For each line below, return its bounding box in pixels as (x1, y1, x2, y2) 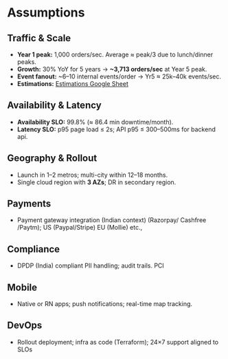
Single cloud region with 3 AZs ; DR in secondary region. (16, 177, 176, 186)
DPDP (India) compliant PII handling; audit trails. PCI (16, 261, 165, 270)
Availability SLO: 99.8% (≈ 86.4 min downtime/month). (16, 118, 174, 126)
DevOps (7, 320, 43, 331)
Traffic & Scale (7, 32, 71, 44)
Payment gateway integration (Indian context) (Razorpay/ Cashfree (16, 216, 207, 224)
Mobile (7, 281, 38, 293)
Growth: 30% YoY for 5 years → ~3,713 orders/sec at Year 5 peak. (16, 65, 207, 73)
